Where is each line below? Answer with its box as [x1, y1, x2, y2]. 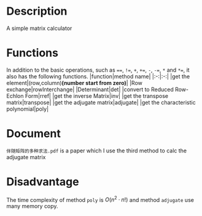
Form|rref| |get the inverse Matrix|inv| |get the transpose [25, 92, 169, 99]
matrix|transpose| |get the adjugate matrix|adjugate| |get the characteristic [6, 99, 196, 106]
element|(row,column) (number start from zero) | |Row [6, 79, 142, 86]
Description [6, 4, 68, 18]
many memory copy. [6, 203, 58, 210]
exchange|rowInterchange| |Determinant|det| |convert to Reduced [6, 86, 174, 93]
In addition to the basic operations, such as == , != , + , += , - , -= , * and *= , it [6, 66, 190, 73]
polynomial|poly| [6, 105, 49, 113]
